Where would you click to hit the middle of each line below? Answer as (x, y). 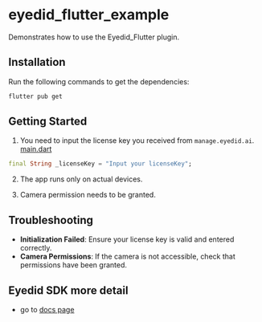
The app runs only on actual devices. (81, 179)
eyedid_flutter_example (89, 15)
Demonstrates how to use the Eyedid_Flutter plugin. (94, 37)
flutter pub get (35, 96)
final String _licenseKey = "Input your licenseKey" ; (100, 164)
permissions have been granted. (73, 265)
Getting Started (48, 122)
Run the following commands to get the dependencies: (99, 81)
